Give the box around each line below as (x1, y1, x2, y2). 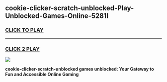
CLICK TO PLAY (5, 27, 44, 34)
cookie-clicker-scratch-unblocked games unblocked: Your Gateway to (5, 66, 154, 72)
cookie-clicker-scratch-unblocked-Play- (5, 4, 134, 12)
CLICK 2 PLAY (5, 45, 40, 52)
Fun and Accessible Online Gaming (5, 71, 79, 77)
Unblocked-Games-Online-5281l (5, 12, 108, 20)
